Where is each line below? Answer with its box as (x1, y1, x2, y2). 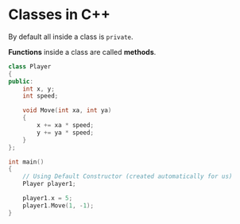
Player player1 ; (22, 180, 77, 188)
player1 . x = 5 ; (22, 195, 73, 203)
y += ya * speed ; (37, 129, 94, 137)
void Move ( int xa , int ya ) (22, 106, 112, 114)
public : (8, 77, 34, 85)
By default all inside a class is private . (8, 32, 134, 41)
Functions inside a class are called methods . (8, 47, 157, 56)
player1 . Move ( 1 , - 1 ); (22, 201, 94, 210)
